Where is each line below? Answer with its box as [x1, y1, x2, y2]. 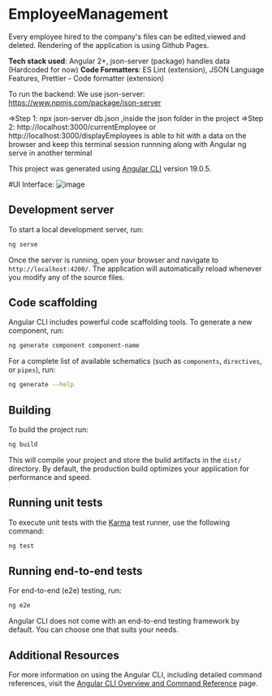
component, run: [8, 326, 64, 335]
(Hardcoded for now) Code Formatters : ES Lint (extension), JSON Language [8, 64, 265, 74]
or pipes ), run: [8, 365, 56, 374]
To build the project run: [8, 425, 89, 434]
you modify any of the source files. [8, 272, 125, 282]
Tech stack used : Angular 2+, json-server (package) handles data [8, 56, 230, 66]
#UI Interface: [8, 179, 55, 189]
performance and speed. [8, 472, 92, 482]
